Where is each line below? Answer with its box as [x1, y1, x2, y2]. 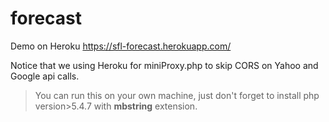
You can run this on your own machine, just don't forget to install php [34, 89, 320, 101]
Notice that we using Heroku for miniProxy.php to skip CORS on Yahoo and [10, 59, 319, 71]
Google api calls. [10, 70, 80, 82]
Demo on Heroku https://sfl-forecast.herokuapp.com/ [10, 40, 232, 52]
